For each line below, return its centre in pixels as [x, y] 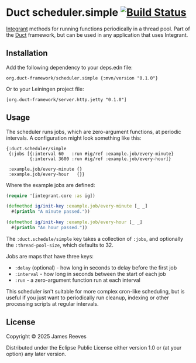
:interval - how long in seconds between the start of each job [90, 274]
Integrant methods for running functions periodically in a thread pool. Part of [98, 29]
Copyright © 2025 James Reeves [46, 336]
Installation [27, 53]
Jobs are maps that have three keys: [50, 256]
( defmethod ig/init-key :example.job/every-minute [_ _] [77, 206]
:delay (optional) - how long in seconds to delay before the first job [96, 267]
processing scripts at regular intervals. [52, 303]
